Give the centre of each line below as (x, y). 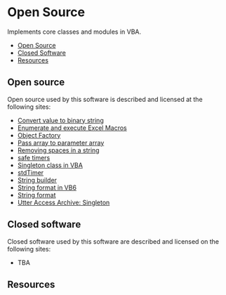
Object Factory (39, 135)
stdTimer (31, 172)
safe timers (34, 157)
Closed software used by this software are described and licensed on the (113, 241)
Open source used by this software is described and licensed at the (105, 99)
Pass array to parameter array (61, 143)
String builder (37, 180)
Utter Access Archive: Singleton (64, 202)
